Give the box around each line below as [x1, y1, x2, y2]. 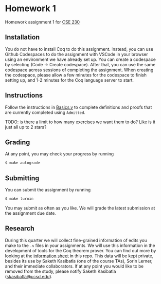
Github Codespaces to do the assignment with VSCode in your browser [5, 51, 148, 57]
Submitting [5, 174, 40, 182]
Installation [5, 33, 40, 41]
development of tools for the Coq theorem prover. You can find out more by [5, 247, 157, 253]
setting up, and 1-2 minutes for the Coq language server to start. [5, 77, 134, 83]
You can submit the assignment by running [5, 187, 91, 193]
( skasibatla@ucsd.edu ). [5, 273, 53, 279]
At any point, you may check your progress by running [5, 151, 114, 157]
